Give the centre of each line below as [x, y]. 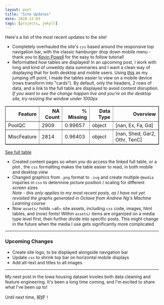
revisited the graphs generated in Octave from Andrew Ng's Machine [82, 198]
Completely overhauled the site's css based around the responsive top [83, 47]
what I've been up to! [26, 287]
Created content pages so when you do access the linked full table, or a [84, 162]
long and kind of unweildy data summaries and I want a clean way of [81, 68]
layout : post [18, 10]
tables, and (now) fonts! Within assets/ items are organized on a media [83, 214]
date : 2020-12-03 [23, 19]
